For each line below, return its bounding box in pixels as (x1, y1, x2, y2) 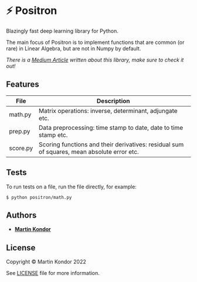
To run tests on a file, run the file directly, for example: (6, 183, 137, 190)
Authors (6, 210, 37, 220)
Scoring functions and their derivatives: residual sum (39, 140, 184, 149)
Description (96, 97, 130, 105)
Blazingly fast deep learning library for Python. (6, 27, 119, 35)
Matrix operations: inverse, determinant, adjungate (39, 106, 178, 115)
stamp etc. (39, 130, 68, 139)
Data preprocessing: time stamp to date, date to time (39, 123, 184, 132)
